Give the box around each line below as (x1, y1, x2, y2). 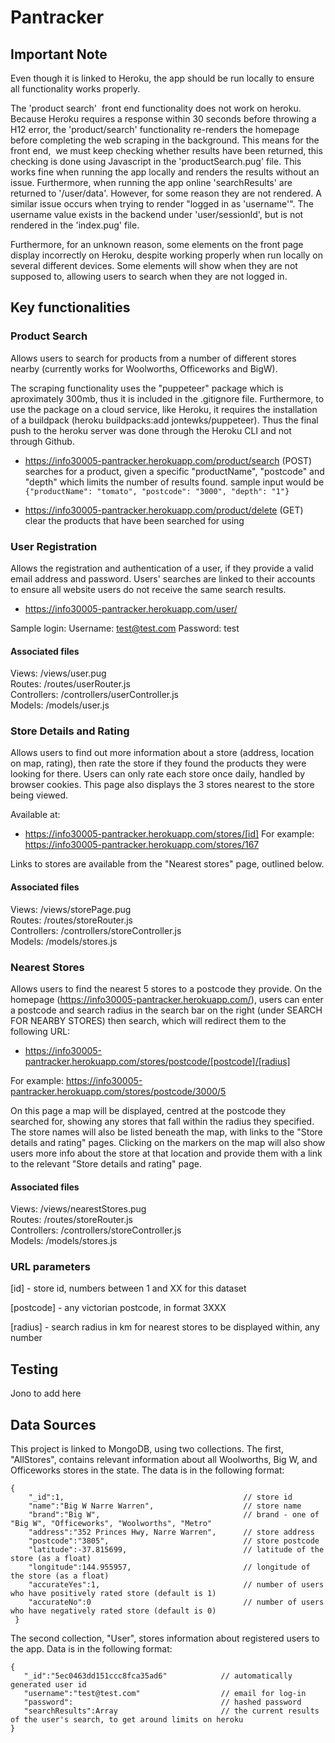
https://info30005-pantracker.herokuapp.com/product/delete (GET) (24, 504, 304, 516)
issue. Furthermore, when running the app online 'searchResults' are (10, 177, 293, 188)
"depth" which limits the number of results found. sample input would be (24, 476, 325, 488)
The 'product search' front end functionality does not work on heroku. (10, 102, 302, 114)
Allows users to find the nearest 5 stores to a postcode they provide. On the (10, 982, 323, 995)
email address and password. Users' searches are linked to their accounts (10, 572, 316, 585)
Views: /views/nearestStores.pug (10, 1203, 147, 1215)
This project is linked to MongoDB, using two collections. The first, (10, 1443, 284, 1455)
